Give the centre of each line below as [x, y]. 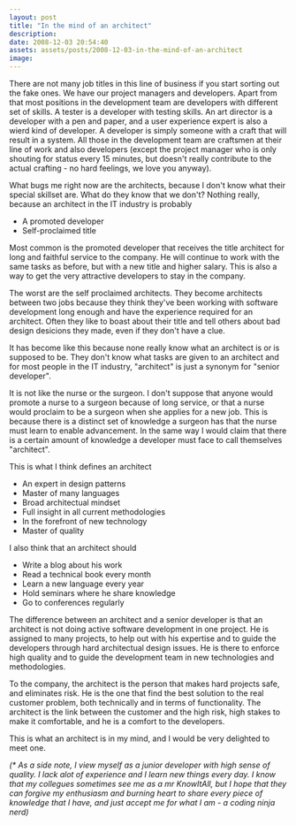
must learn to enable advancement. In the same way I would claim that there [148, 431]
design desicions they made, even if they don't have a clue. [117, 331]
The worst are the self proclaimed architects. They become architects [136, 293]
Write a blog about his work [72, 565]
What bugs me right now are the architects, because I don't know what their [147, 185]
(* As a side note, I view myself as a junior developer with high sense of [140, 765]
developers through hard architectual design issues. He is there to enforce [144, 648]
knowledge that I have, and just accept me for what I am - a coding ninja [142, 802]
